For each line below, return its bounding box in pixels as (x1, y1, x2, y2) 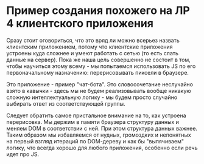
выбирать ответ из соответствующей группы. (6, 100, 126, 107)
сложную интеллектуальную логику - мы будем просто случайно (6, 94, 178, 101)
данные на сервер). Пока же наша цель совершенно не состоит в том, (6, 56, 191, 63)
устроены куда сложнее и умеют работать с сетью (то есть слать (6, 49, 178, 56)
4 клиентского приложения (6, 16, 154, 30)
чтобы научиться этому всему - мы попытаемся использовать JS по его (6, 62, 196, 70)
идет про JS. (6, 150, 40, 158)
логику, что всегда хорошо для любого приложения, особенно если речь (6, 144, 198, 151)
